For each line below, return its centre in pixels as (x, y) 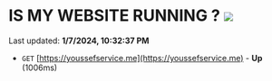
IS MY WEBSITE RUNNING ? (115, 16)
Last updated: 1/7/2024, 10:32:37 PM (79, 40)
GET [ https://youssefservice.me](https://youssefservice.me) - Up (142, 58)
